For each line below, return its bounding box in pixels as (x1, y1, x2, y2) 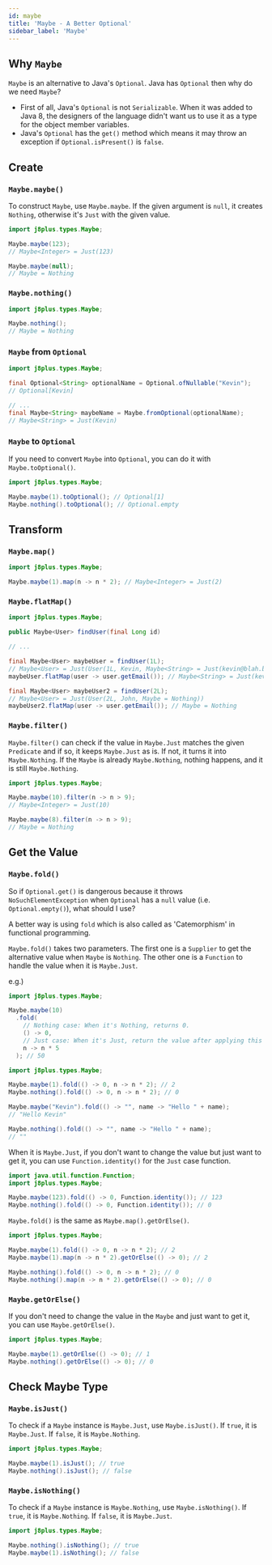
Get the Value (8, 846, 79, 859)
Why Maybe (8, 57, 62, 70)
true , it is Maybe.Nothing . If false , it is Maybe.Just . (8, 1511, 172, 1521)
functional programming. (8, 927, 91, 937)
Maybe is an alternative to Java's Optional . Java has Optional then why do (8, 78, 253, 88)
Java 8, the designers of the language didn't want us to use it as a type (19, 111, 257, 121)
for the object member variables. (19, 120, 130, 129)
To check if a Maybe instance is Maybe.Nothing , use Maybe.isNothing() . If (8, 1503, 247, 1512)
